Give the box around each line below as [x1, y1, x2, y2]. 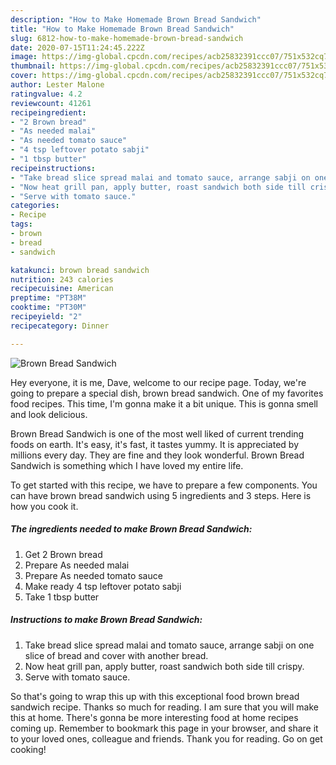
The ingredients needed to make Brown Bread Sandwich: [10, 523, 253, 535]
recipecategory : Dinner [10, 321, 110, 331]
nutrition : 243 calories [10, 274, 114, 285]
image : [10, 52, 38, 62]
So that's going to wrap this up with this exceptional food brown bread [10, 690, 300, 702]
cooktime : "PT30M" [10, 302, 87, 313]
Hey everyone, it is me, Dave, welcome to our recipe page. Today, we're [10, 376, 307, 388]
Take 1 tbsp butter [24, 591, 100, 603]
